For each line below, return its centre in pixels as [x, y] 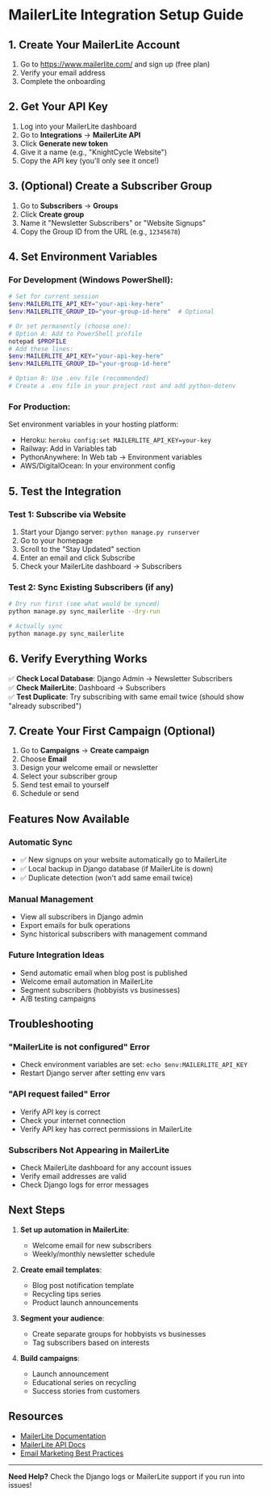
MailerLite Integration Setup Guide [126, 15]
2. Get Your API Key [58, 107]
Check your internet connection [73, 1120]
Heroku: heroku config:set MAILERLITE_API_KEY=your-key [115, 440]
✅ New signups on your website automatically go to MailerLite [123, 860]
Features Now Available [69, 819]
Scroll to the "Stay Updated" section [80, 549]
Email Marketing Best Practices [72, 1453]
